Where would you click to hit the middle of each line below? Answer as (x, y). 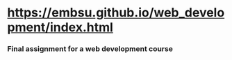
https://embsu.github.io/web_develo (116, 13)
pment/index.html (60, 27)
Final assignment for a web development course (90, 49)
